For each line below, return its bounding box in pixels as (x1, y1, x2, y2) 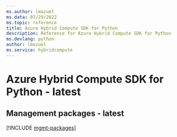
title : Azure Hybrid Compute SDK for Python (6, 25, 118, 31)
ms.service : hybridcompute (6, 47, 73, 53)
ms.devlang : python (6, 36, 55, 42)
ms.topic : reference (6, 19, 58, 25)
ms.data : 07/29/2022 (6, 14, 58, 20)
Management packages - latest (6, 109, 125, 119)
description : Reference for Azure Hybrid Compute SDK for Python (6, 31, 171, 37)
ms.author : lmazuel (6, 8, 55, 15)
